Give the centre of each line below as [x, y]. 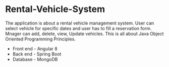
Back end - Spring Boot [37, 54]
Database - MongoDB [35, 59]
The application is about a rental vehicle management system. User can [80, 23]
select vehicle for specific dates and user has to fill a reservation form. [78, 28]
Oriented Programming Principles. [40, 39]
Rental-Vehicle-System [55, 9]
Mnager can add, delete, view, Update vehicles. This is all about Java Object [84, 33]
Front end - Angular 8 [35, 48]
